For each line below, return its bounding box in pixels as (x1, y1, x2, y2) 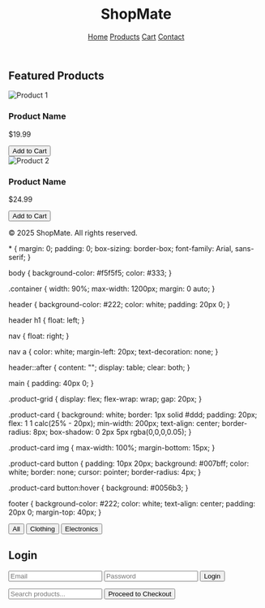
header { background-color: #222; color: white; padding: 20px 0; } (8, 299, 231, 309)
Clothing (29, 524, 55, 533)
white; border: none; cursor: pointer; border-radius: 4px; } (8, 467, 202, 476)
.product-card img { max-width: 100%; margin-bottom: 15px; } (8, 442, 216, 452)
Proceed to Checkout (108, 589, 172, 598)
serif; (8, 252, 26, 262)
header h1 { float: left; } (8, 315, 85, 325)
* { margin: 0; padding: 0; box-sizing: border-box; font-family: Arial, (8, 243, 233, 253)
